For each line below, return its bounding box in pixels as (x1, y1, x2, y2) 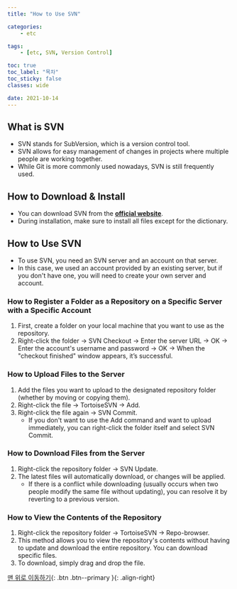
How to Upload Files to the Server (7, 370, 126, 380)
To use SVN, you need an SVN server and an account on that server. (17, 256, 219, 265)
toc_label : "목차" (7, 69, 59, 76)
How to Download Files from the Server (7, 448, 145, 458)
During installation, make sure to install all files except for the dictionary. (17, 217, 228, 226)
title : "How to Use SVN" (7, 10, 81, 18)
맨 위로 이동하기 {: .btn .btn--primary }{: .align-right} (7, 573, 155, 582)
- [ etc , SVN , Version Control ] (20, 49, 113, 57)
